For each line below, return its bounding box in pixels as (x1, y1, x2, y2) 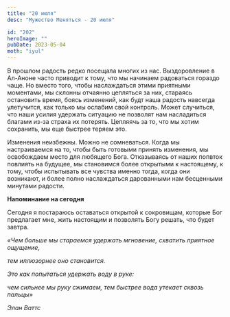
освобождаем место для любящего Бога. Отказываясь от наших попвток (7, 153, 223, 161)
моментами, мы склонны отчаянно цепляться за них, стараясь (7, 88, 192, 97)
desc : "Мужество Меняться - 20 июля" (7, 16, 115, 23)
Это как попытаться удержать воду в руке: (7, 270, 135, 278)
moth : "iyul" (7, 48, 45, 55)
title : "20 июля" (7, 10, 57, 17)
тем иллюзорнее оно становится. (7, 257, 106, 264)
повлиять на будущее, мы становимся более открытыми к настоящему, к (7, 160, 224, 168)
